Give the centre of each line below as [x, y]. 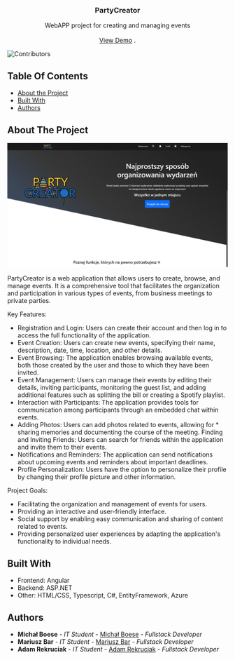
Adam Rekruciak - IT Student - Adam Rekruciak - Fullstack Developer [118, 649]
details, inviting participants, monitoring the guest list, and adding [112, 388]
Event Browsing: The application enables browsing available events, [115, 358]
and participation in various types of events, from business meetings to [110, 293]
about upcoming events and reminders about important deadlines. [113, 462]
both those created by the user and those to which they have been [113, 365]
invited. [28, 372]
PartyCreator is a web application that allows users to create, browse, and [114, 278]
